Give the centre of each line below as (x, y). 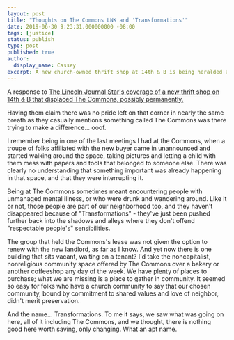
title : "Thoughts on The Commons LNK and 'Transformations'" (98, 20)
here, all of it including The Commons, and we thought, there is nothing (109, 321)
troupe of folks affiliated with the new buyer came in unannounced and (109, 148)
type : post (23, 46)
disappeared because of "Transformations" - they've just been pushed (109, 213)
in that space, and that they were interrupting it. (76, 177)
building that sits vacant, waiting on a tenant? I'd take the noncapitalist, (109, 256)
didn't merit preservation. (44, 300)
